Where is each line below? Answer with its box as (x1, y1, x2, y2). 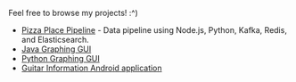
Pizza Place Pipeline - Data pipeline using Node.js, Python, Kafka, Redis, (21, 25, 287, 35)
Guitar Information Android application (21, 62, 162, 73)
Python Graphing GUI (21, 53, 100, 63)
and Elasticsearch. (21, 35, 90, 45)
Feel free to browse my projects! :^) (8, 8, 139, 18)
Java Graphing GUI (21, 44, 92, 54)
